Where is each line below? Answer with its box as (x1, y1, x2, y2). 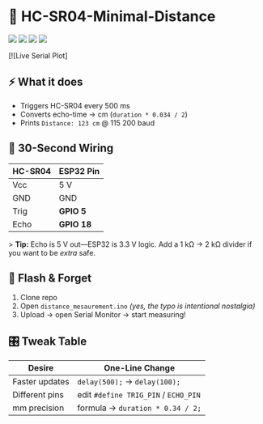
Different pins (12, 389, 65, 401)
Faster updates (12, 376, 70, 388)
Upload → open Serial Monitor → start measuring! (19, 310, 186, 320)
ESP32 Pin (58, 165, 100, 176)
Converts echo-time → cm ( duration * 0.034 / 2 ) (19, 109, 189, 119)
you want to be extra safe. (8, 248, 95, 257)
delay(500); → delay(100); (77, 376, 181, 388)
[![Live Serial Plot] (8, 50, 68, 60)
